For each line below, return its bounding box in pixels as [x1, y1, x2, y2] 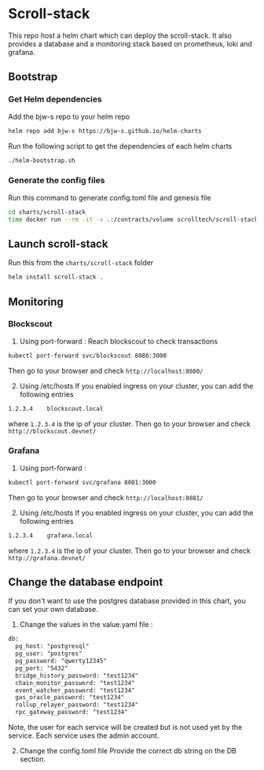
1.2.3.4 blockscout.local [8, 404, 104, 413]
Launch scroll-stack [8, 237, 108, 250]
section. [19, 754, 46, 764]
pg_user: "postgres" [15, 650, 82, 658]
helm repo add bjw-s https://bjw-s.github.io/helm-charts [8, 127, 202, 134]
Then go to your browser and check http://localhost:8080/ [8, 366, 204, 375]
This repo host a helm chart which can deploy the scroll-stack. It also [8, 31, 232, 40]
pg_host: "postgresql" [15, 643, 90, 650]
